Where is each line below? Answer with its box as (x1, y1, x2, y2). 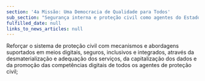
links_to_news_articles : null (6, 25, 84, 32)
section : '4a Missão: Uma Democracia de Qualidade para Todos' (6, 8, 171, 15)
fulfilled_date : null (6, 20, 62, 26)
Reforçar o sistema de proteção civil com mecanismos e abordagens (6, 42, 179, 50)
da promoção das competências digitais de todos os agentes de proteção (6, 62, 192, 69)
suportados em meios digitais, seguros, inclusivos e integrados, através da (6, 49, 194, 56)
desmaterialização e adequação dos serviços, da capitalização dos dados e (6, 55, 197, 62)
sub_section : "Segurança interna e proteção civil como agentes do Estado (6, 15, 201, 21)
